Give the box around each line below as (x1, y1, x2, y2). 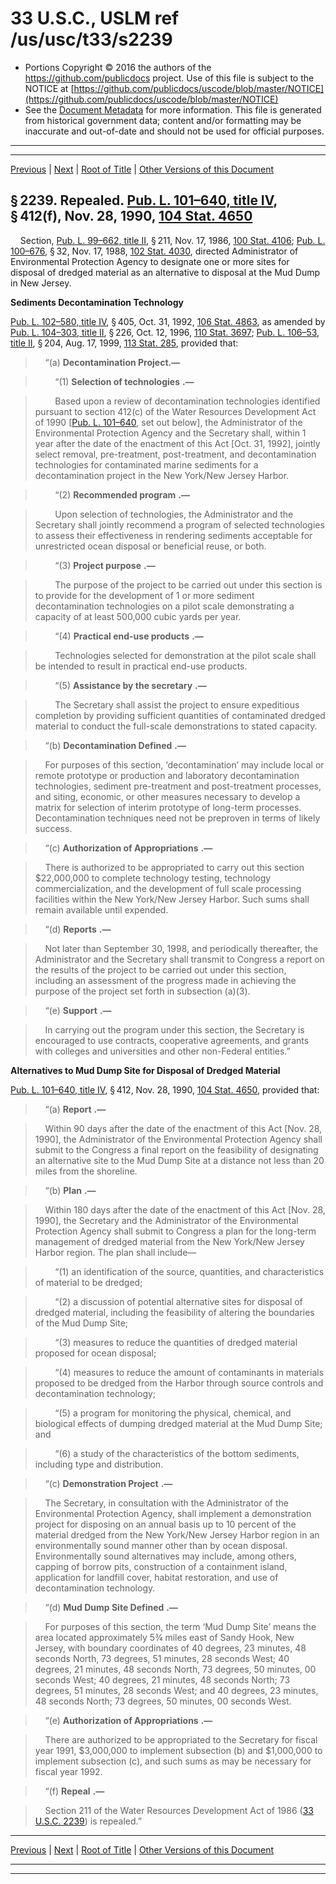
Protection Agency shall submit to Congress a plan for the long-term (34, 1225, 317, 1237)
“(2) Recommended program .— (54, 488, 190, 501)
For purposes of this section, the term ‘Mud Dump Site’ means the (44, 1620, 317, 1632)
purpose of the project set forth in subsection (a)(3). (34, 985, 251, 997)
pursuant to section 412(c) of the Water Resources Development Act (34, 405, 317, 417)
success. (34, 822, 73, 834)
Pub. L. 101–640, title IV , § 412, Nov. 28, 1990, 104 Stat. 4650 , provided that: (10, 1083, 320, 1096)
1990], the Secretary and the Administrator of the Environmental (34, 1214, 299, 1226)
